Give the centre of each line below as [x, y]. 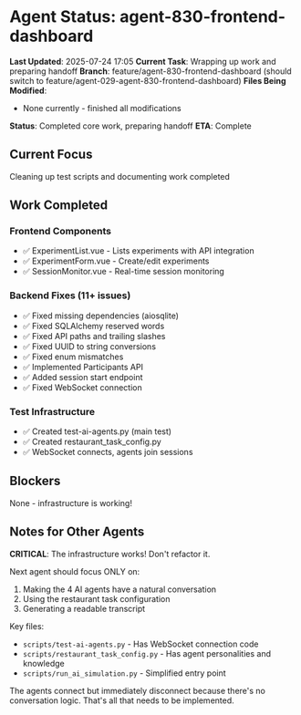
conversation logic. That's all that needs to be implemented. [122, 700]
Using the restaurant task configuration [96, 598]
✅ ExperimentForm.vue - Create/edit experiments [116, 261]
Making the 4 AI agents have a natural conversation [119, 589]
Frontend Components [61, 232]
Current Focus [51, 155]
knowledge [44, 663]
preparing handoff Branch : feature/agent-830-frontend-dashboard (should [150, 71]
